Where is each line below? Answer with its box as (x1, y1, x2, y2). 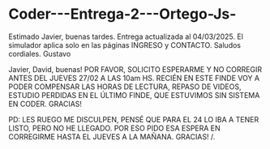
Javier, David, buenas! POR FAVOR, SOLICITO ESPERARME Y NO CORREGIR (8, 64, 262, 74)
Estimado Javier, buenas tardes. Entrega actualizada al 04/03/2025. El (8, 32, 243, 41)
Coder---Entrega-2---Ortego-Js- (8, 5, 237, 23)
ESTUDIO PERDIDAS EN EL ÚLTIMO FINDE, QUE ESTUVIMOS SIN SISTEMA (8, 90, 260, 100)
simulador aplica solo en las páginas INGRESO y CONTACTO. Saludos (8, 40, 242, 49)
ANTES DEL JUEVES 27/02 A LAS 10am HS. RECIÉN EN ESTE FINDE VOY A (8, 73, 260, 83)
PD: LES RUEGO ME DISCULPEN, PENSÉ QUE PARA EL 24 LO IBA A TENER (8, 114, 259, 124)
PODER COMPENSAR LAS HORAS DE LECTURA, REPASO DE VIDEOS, (8, 82, 242, 92)
